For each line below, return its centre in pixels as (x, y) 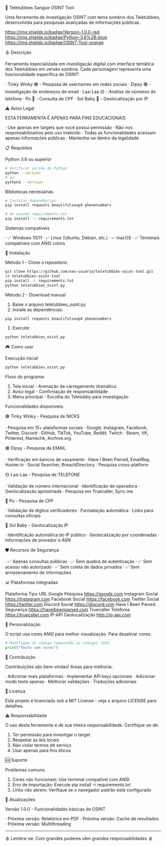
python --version (23, 173)
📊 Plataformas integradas (32, 583)
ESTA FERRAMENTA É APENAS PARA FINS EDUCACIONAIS (65, 118)
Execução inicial (22, 358)
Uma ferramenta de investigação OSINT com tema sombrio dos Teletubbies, (83, 17)
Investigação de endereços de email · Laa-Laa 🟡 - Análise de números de (81, 92)
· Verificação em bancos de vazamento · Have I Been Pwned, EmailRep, (78, 460)
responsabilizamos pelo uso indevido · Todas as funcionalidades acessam (81, 133)
